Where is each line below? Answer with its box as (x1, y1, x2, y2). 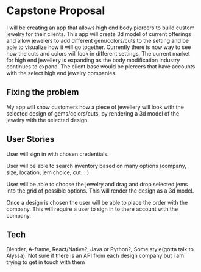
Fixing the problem (6, 87, 79, 98)
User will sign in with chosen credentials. (6, 150, 109, 158)
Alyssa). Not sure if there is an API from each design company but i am (6, 252, 185, 260)
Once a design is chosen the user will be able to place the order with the (6, 199, 188, 206)
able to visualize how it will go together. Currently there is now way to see (6, 43, 191, 51)
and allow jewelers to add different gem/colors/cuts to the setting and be (6, 37, 189, 44)
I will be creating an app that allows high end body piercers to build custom (6, 24, 195, 31)
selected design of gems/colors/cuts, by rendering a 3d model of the (6, 109, 180, 117)
